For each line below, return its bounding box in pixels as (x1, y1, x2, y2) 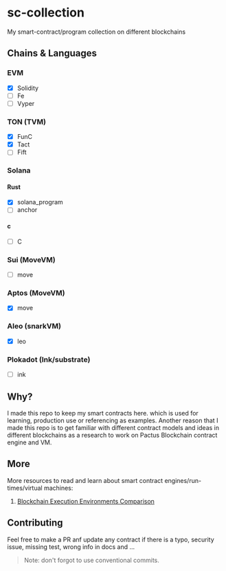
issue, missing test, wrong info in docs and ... (7, 542, 135, 551)
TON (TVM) (7, 117, 47, 127)
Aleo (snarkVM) (7, 321, 62, 331)
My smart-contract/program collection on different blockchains (7, 28, 186, 36)
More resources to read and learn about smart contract (7, 476, 163, 484)
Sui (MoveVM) (7, 255, 56, 264)
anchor (16, 206, 38, 214)
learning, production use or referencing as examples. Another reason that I (7, 416, 218, 424)
